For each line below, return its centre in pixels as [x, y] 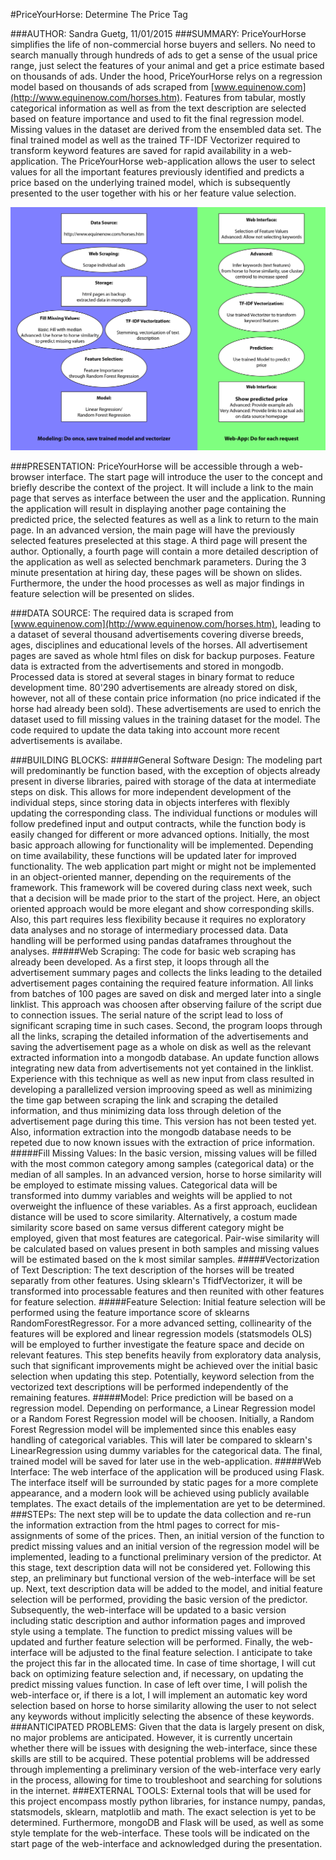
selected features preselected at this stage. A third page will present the [159, 541]
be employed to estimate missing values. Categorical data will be [144, 1185]
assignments [36, 1536]
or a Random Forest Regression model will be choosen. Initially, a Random [162, 1419]
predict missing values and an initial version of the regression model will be [165, 1546]
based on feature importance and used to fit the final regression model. [157, 118]
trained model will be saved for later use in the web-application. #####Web [166, 1461]
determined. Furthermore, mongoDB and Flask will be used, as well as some [167, 1823]
